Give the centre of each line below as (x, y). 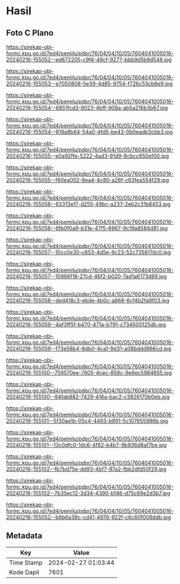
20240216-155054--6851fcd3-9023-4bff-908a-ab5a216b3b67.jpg (87, 108)
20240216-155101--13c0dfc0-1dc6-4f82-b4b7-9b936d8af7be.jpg (86, 445)
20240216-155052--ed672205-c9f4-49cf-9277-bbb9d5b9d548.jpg (89, 60)
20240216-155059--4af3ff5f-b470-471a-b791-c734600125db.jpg (86, 325)
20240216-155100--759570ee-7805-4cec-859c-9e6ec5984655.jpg (89, 373)
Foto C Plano (30, 33)
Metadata (24, 536)
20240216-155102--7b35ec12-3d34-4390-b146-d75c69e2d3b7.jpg (88, 493)
